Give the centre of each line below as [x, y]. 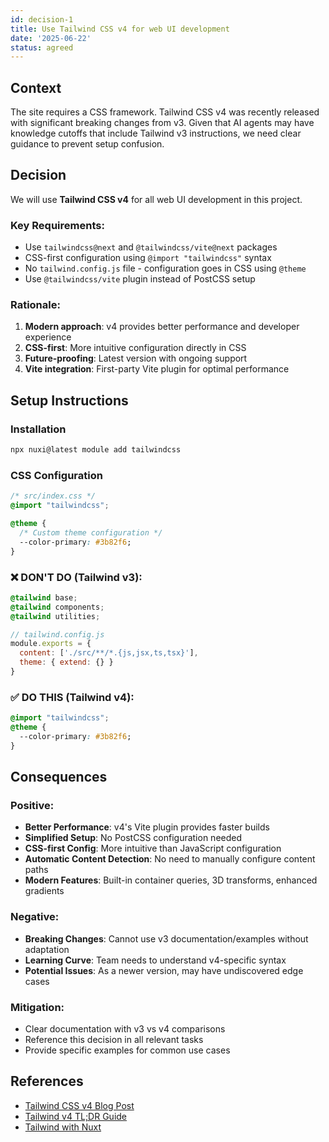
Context [36, 87]
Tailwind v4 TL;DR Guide [76, 1116]
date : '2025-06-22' [51, 38]
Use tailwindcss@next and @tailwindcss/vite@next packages [151, 247]
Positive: [32, 805]
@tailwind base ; [44, 597]
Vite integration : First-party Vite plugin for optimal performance [157, 369]
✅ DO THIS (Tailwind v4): [72, 697]
